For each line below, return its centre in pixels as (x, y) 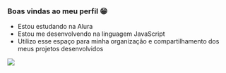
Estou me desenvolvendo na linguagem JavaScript (91, 34)
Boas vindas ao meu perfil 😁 (58, 11)
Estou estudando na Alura (55, 27)
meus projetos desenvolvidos (60, 49)
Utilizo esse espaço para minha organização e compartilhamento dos (118, 41)
